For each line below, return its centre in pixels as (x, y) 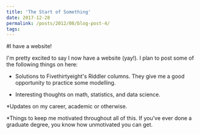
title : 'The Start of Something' (49, 12)
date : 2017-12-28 (28, 18)
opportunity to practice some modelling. (65, 83)
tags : (13, 29)
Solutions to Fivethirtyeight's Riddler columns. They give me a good (100, 76)
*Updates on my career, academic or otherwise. (67, 107)
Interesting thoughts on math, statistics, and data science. (88, 94)
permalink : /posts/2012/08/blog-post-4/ (58, 23)
